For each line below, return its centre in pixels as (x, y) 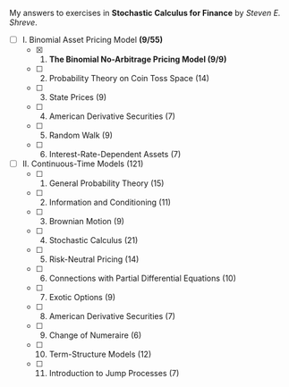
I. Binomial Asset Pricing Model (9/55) (93, 40)
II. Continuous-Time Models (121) (83, 164)
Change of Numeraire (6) (95, 335)
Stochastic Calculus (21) (93, 240)
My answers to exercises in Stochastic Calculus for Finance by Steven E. (145, 13)
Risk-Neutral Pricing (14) (94, 259)
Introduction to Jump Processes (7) (114, 374)
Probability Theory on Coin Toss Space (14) (129, 79)
